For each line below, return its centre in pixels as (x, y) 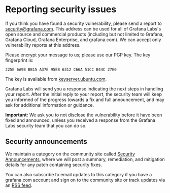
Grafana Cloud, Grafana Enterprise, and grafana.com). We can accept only (83, 40)
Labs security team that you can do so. (46, 125)
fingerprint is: (20, 60)
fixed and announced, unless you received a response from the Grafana (80, 120)
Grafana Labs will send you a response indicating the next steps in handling (84, 89)
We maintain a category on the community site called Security (70, 154)
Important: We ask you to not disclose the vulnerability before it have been (84, 115)
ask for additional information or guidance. (50, 105)
